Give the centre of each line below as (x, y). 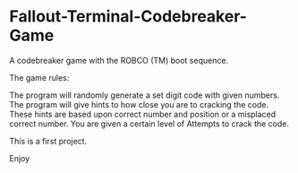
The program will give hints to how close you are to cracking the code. (139, 104)
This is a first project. (48, 141)
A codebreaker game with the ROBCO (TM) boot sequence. (119, 60)
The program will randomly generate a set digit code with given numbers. (145, 95)
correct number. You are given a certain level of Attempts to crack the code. (149, 124)
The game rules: (39, 77)
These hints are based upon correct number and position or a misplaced (143, 114)
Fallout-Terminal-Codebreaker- (128, 17)
